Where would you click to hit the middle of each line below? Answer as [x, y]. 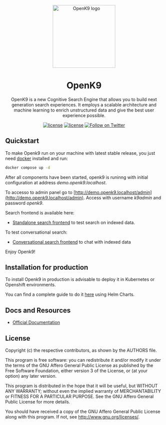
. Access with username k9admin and [122, 197]
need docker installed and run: [37, 158]
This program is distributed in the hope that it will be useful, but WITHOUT [81, 386]
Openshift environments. [30, 285]
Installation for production [47, 268]
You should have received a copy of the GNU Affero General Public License [83, 411]
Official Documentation [36, 323]
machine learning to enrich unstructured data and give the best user [84, 110]
